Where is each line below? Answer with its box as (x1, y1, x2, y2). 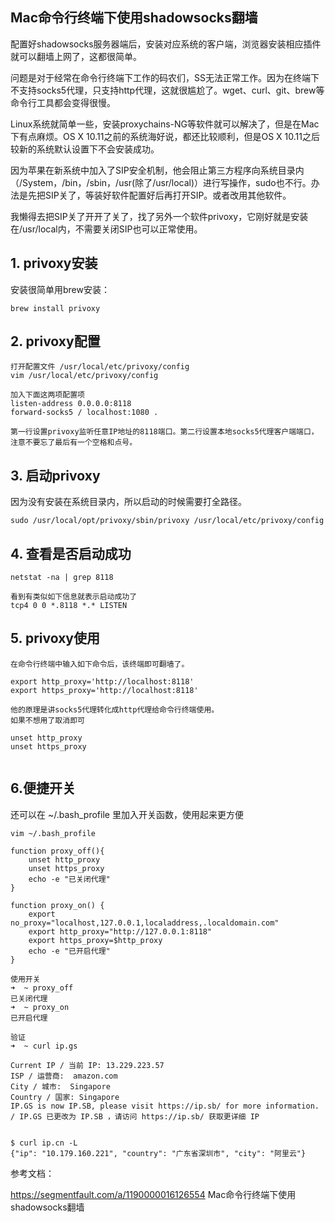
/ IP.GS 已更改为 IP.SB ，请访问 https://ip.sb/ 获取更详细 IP (10, 1111, 260, 1122)
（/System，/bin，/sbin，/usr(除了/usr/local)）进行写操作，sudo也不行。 (10, 176, 312, 188)
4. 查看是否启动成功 (10, 545, 132, 562)
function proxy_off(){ (10, 846, 105, 856)
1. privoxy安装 (10, 255, 98, 272)
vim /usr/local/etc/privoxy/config (10, 371, 159, 381)
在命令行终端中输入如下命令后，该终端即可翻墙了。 (10, 659, 190, 669)
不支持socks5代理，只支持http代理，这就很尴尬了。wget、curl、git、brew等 (10, 84, 325, 96)
